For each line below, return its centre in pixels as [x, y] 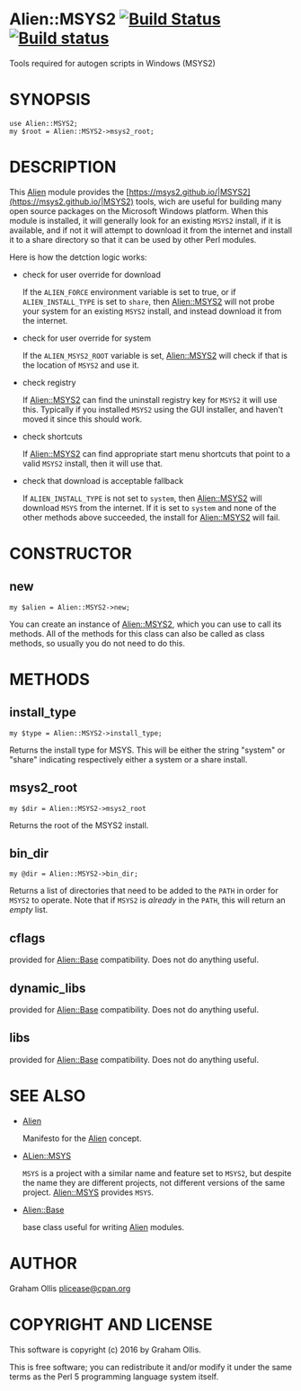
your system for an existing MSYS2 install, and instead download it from [152, 311]
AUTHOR [44, 1263]
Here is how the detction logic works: [78, 257]
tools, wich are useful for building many [209, 201]
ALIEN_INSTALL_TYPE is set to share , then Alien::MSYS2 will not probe [149, 301]
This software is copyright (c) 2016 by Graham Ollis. [106, 1350]
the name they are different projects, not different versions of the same [154, 1182]
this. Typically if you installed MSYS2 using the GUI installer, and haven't [153, 409]
